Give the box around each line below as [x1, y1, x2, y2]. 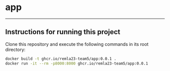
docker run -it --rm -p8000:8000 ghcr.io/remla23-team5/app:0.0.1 [5, 61, 148, 66]
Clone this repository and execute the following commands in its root [5, 41, 149, 47]
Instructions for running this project [5, 28, 120, 36]
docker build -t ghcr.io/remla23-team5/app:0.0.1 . [5, 56, 116, 61]
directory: [5, 46, 26, 52]
